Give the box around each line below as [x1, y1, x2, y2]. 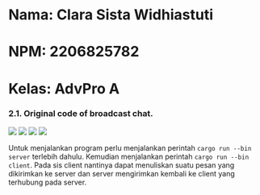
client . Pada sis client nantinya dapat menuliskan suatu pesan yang [8, 160, 235, 170]
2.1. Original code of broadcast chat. [8, 108, 153, 119]
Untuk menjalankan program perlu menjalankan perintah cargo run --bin [8, 143, 252, 152]
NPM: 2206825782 [8, 43, 140, 61]
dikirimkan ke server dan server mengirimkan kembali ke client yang [8, 168, 236, 178]
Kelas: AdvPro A [8, 79, 120, 97]
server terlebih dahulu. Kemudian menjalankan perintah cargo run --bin [8, 151, 250, 161]
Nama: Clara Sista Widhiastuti [8, 6, 214, 24]
